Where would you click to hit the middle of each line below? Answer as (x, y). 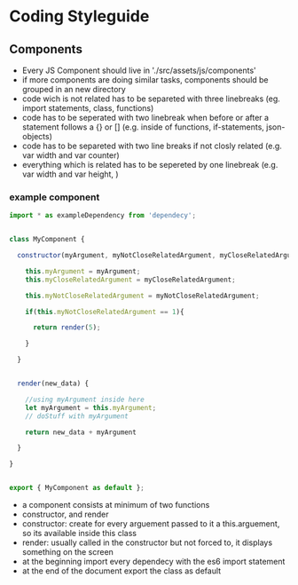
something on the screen (67, 552)
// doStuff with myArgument (77, 416)
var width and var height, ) (70, 174)
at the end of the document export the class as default (122, 571)
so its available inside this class (79, 534)
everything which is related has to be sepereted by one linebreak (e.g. (150, 165)
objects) (37, 136)
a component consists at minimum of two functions (116, 505)
